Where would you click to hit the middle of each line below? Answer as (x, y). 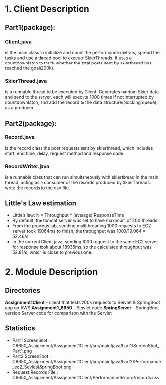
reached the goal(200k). (30, 68)
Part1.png (22, 351)
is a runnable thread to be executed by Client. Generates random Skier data (82, 92)
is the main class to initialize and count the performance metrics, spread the (82, 52)
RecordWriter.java (27, 166)
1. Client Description (47, 9)
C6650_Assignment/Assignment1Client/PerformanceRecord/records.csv (86, 377)
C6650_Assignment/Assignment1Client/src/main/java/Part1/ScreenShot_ (86, 345)
